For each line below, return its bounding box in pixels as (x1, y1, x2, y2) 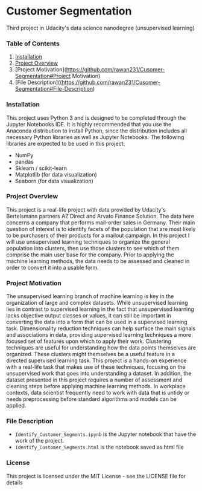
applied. (6, 402, 27, 409)
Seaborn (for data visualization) (14, 177, 93, 184)
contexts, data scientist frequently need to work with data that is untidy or (6, 389, 190, 397)
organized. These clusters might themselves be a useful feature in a (6, 351, 175, 358)
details (6, 479, 23, 486)
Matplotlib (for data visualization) (14, 171, 98, 178)
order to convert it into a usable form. (6, 264, 99, 271)
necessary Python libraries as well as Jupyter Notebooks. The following (6, 133, 185, 140)
